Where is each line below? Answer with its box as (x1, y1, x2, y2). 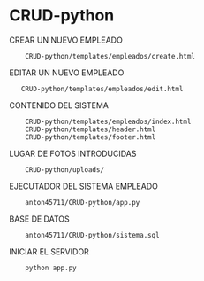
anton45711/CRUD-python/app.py (25, 198, 140, 207)
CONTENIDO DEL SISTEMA (9, 99, 109, 111)
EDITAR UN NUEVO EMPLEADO (9, 67, 125, 78)
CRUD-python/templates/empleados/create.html (25, 51, 196, 60)
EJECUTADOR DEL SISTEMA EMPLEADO (9, 181, 159, 191)
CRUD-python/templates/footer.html (25, 132, 156, 142)
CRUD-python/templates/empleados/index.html (25, 117, 192, 126)
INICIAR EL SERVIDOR (9, 246, 90, 257)
